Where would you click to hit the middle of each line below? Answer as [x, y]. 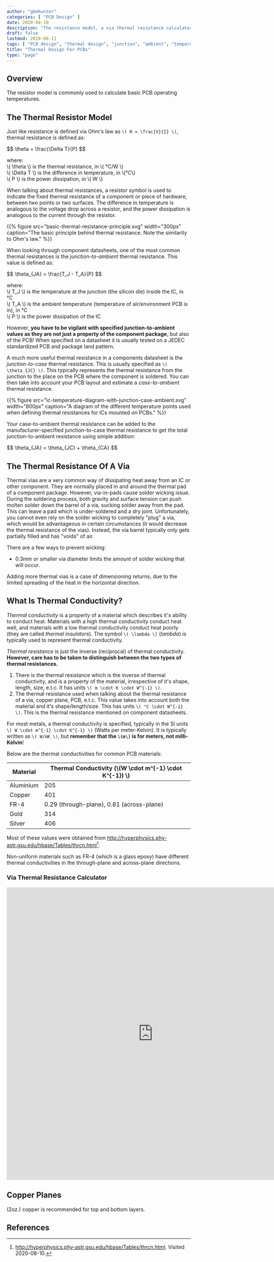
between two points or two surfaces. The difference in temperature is [90, 203]
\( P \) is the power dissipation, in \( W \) [55, 179]
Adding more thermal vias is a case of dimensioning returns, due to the [92, 576]
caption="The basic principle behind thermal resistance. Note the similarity [97, 233]
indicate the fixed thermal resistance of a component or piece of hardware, [97, 197]
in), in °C [17, 310]
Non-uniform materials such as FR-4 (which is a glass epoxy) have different [98, 856]
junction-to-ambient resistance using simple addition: [71, 436]
